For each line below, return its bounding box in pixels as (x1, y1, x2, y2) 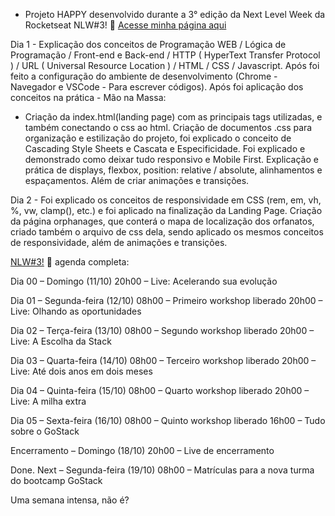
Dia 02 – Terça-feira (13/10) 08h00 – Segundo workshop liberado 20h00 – (10, 325, 315, 336)
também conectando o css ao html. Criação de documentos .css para (24, 122, 313, 133)
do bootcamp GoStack (10, 475, 103, 486)
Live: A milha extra (10, 395, 87, 407)
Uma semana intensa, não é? (10, 494, 130, 506)
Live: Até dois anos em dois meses (10, 365, 153, 377)
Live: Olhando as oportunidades (10, 305, 142, 317)
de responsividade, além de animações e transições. (10, 237, 228, 248)
